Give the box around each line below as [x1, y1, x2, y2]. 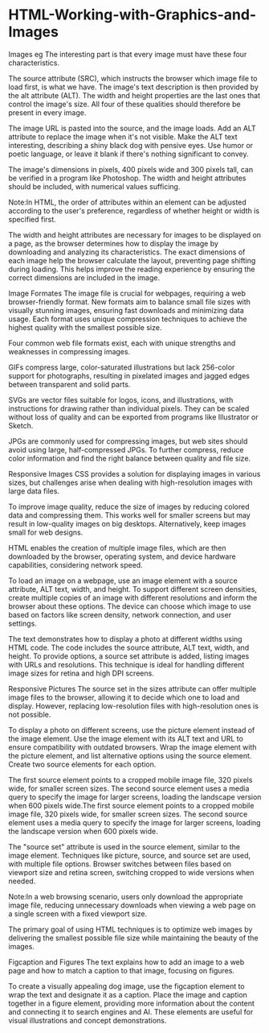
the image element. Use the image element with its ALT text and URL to [8, 733, 243, 743]
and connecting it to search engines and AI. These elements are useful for [8, 1006, 254, 1016]
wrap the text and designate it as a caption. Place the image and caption [8, 990, 247, 999]
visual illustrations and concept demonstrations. [8, 1015, 167, 1025]
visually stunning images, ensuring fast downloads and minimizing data [8, 305, 245, 315]
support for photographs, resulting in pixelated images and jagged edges [8, 370, 251, 380]
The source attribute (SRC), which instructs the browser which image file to [8, 73, 258, 83]
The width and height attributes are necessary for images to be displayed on [8, 229, 262, 239]
